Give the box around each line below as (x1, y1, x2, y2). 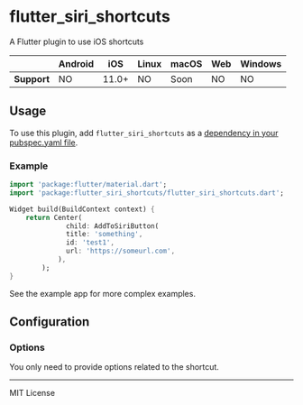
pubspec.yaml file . (9, 137, 78, 148)
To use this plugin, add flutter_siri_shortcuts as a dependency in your (9, 127, 279, 138)
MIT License (9, 388, 56, 399)
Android (58, 57, 95, 69)
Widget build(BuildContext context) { (9, 205, 155, 214)
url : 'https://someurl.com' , (66, 246, 176, 256)
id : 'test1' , (66, 238, 115, 247)
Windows (240, 57, 282, 69)
